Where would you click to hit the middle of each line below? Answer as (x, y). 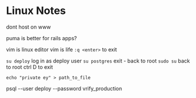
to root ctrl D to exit (29, 67)
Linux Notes (36, 11)
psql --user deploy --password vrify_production (64, 88)
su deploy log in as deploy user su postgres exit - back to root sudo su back (98, 61)
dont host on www (29, 27)
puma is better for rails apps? (41, 38)
